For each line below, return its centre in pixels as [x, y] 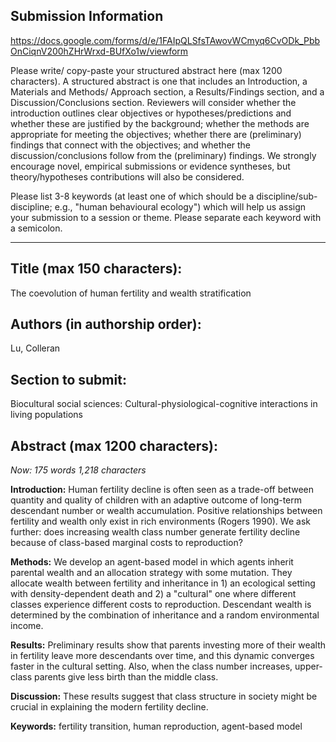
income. [27, 626]
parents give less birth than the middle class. [126, 677]
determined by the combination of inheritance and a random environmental [165, 615]
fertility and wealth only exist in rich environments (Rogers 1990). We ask [160, 521]
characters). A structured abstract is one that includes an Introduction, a [159, 81]
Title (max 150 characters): [96, 269]
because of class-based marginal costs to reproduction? [126, 543]
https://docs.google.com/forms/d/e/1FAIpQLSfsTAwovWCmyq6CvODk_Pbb [165, 40]
